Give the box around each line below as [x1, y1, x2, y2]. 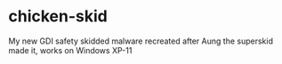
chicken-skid [8, 6, 108, 27]
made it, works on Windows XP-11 [8, 44, 133, 55]
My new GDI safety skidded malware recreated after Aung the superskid [8, 36, 273, 46]
